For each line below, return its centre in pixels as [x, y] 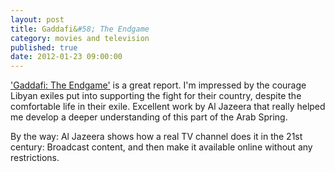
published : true [44, 47]
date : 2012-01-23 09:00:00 [66, 57]
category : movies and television [80, 38]
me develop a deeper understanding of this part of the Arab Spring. [149, 117]
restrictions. [35, 158]
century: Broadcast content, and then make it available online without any [161, 147]
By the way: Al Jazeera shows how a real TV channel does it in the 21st [156, 137]
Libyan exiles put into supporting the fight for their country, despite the [156, 96]
